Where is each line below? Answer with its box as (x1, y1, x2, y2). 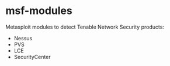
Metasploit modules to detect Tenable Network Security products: (5, 23, 165, 30)
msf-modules (5, 4, 72, 18)
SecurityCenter (13, 53, 51, 60)
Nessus (13, 34, 33, 41)
